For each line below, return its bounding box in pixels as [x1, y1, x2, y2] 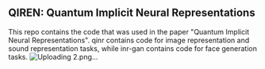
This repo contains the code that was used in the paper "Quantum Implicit [8, 27, 250, 36]
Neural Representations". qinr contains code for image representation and [8, 35, 250, 45]
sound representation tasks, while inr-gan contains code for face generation [8, 43, 258, 53]
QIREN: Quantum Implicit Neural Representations [8, 6, 255, 20]
